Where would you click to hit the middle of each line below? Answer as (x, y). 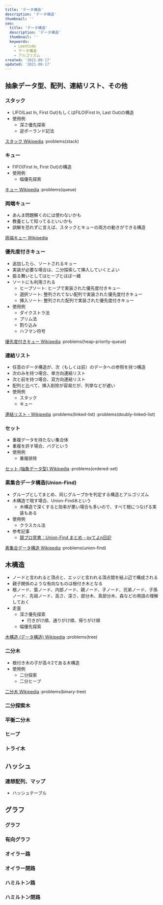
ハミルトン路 (20, 883)
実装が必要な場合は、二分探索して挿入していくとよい (66, 269)
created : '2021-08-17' (28, 60)
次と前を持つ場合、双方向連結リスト (49, 379)
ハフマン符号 (32, 331)
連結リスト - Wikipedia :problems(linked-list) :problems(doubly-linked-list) (80, 414)
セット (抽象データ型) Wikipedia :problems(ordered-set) (62, 469)
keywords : (19, 42)
